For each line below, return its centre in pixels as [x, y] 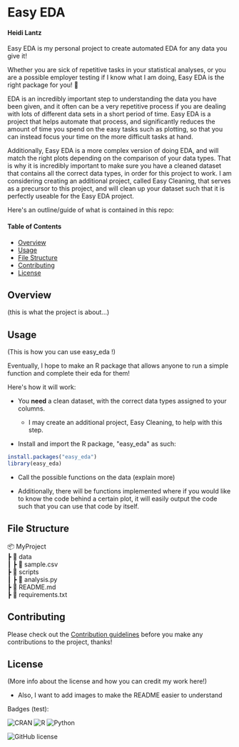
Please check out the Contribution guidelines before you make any [105, 634]
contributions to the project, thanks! [60, 642]
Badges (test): [28, 709]
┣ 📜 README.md [32, 587]
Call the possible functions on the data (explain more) [96, 477]
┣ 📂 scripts [23, 571]
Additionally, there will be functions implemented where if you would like [124, 491]
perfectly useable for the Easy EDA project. [71, 196]
